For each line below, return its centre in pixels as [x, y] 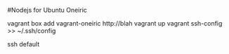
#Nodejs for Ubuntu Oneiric [47, 10]
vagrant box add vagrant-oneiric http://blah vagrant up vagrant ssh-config [115, 23]
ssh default [24, 44]
